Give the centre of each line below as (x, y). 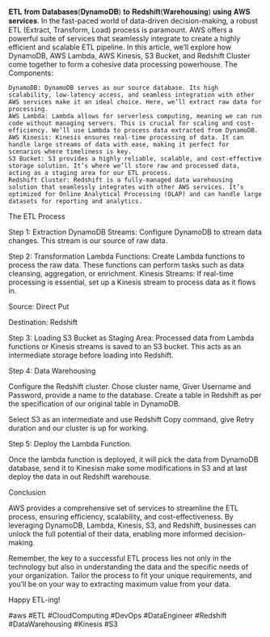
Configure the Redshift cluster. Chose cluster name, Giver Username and (130, 387)
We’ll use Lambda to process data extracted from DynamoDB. (155, 130)
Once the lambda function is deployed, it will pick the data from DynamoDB (133, 460)
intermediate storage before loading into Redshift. (91, 355)
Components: (31, 73)
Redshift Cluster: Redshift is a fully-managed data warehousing (120, 180)
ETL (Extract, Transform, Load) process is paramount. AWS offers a (120, 30)
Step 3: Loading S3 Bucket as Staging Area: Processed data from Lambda (131, 338)
